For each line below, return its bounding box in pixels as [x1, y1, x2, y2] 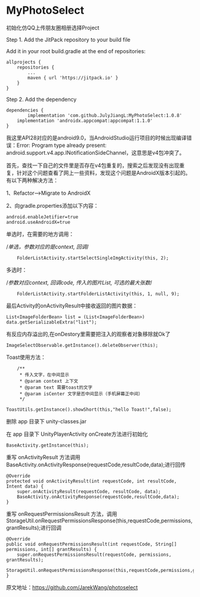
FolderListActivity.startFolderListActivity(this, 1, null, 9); [17, 291, 180, 297]
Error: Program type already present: [16, 141, 107, 149]
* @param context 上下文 [19, 378, 79, 384]
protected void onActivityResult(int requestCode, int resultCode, [6, 478, 177, 484]
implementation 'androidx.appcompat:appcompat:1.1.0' [17, 118, 153, 124]
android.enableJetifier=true [6, 214, 79, 220]
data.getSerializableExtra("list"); [6, 319, 97, 325]
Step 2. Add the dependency [6, 96, 77, 103]
